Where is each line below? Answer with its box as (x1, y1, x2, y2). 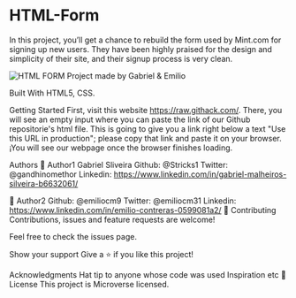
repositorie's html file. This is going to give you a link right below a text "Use (9, 123, 286, 134)
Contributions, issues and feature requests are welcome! (9, 214, 216, 225)
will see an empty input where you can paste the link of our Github (9, 114, 251, 125)
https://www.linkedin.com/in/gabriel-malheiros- (113, 169, 287, 180)
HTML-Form (9, 5, 100, 26)
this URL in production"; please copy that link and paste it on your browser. (9, 133, 282, 143)
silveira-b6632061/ (9, 178, 79, 188)
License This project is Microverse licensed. (9, 279, 170, 289)
